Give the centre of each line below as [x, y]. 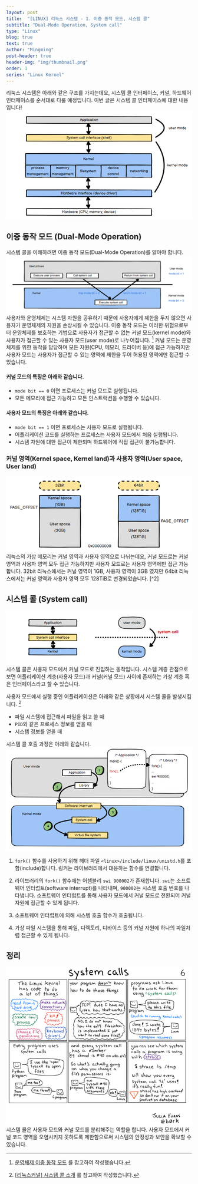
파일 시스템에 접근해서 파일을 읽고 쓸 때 [60, 717]
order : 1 [17, 68]
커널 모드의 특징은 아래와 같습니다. [45, 377]
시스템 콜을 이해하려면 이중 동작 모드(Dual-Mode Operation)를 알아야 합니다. [95, 252]
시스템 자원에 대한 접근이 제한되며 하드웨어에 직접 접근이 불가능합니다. [95, 441]
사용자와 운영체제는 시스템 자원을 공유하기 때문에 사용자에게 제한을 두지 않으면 [96, 318]
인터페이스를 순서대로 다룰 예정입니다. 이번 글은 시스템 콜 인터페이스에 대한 [92, 100]
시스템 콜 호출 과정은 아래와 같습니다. [49, 744]
